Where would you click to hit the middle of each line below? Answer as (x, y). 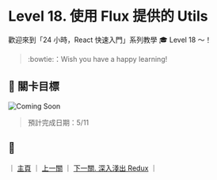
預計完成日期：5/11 (58, 122)
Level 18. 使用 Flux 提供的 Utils (108, 16)
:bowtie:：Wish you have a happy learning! (97, 59)
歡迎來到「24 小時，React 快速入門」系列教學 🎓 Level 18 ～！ (110, 40)
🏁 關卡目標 (34, 87)
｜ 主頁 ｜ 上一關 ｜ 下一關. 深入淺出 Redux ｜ (83, 168)
